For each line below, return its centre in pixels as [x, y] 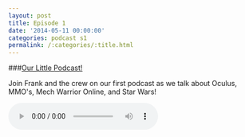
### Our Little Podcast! [45, 68]
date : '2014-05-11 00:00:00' [57, 30]
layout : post [30, 16]
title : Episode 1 [37, 23]
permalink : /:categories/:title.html [71, 45]
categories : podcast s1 [48, 38]
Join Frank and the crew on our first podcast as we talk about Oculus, [123, 84]
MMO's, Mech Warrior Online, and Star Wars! [83, 92]
